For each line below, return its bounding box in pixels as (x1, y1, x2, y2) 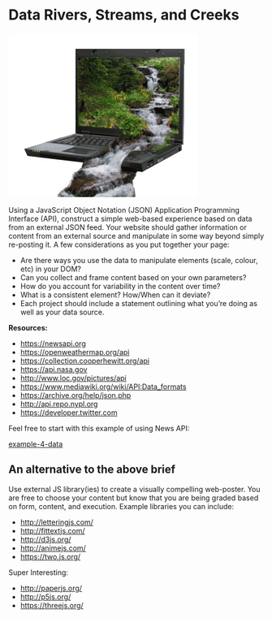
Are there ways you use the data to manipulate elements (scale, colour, (19, 255, 258, 265)
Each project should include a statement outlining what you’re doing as (19, 298, 258, 308)
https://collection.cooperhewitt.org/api (19, 356, 150, 365)
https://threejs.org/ (19, 600, 84, 610)
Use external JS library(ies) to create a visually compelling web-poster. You (8, 484, 261, 494)
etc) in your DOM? (19, 264, 81, 274)
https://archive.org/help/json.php (19, 390, 132, 400)
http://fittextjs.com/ (19, 525, 85, 535)
